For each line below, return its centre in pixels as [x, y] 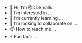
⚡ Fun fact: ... [23, 36]
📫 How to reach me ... [33, 29]
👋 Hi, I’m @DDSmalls [31, 8]
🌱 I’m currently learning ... [36, 18]
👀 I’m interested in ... [31, 13]
